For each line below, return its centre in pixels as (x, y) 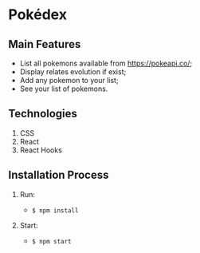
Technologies (43, 114)
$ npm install (55, 210)
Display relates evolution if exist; (73, 72)
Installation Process (59, 175)
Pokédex (38, 15)
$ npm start (51, 241)
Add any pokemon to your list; (69, 80)
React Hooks (41, 150)
